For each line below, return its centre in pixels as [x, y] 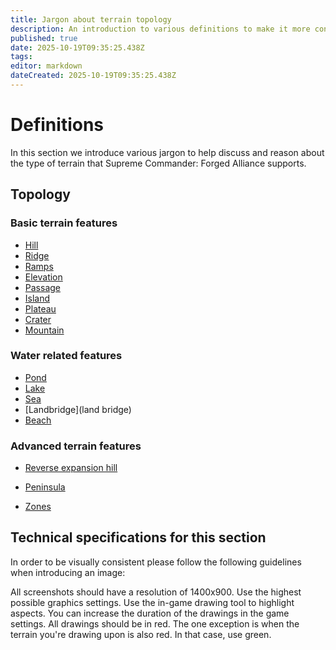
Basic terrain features [64, 223]
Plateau [40, 308]
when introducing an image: [68, 572]
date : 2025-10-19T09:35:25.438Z [77, 47]
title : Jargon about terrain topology [91, 19]
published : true [44, 38]
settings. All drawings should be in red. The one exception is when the [155, 623]
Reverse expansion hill [71, 468]
